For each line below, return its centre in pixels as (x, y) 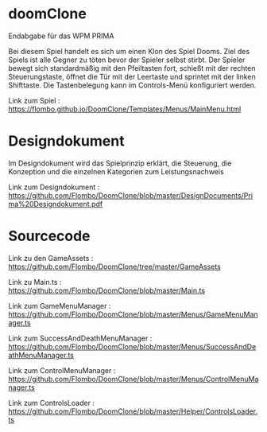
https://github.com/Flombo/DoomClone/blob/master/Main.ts (106, 290)
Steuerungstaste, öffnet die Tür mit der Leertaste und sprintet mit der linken (132, 76)
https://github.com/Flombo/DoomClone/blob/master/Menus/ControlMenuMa (133, 379)
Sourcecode (49, 236)
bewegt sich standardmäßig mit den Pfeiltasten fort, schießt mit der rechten (132, 68)
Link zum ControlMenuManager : (62, 370)
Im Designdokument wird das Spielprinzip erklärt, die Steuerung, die (120, 163)
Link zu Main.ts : (35, 282)
